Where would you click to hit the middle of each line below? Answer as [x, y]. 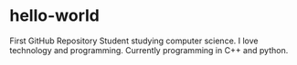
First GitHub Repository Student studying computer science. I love [134, 41]
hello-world [55, 16]
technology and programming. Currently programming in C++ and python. [149, 50]
